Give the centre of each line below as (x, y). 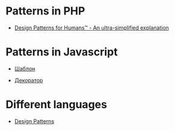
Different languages (57, 105)
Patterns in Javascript (62, 52)
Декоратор (29, 80)
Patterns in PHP (45, 11)
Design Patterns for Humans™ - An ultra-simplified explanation (92, 28)
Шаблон (25, 69)
